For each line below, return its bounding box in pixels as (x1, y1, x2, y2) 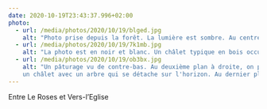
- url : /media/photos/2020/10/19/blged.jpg (15, 26, 161, 34)
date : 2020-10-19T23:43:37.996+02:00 (8, 11, 133, 20)
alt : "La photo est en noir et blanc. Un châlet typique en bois (22, 48, 244, 56)
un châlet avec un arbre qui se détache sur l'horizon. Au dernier (22, 70, 250, 78)
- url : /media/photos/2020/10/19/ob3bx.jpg (15, 56, 161, 64)
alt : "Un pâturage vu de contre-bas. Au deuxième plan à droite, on (22, 63, 254, 71)
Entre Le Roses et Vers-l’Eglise (8, 92, 109, 101)
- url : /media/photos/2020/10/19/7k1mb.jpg (15, 41, 161, 49)
